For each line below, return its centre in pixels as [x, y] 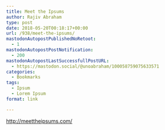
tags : [13, 83]
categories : [21, 72]
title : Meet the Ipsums [35, 11]
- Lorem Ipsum [29, 94]
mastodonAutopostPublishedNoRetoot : [51, 39]
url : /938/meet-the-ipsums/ [41, 34]
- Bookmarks [26, 77]
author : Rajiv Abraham [34, 17]
